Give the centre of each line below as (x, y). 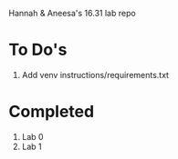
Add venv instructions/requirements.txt (95, 75)
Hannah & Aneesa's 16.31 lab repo (72, 13)
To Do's (38, 50)
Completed (52, 112)
